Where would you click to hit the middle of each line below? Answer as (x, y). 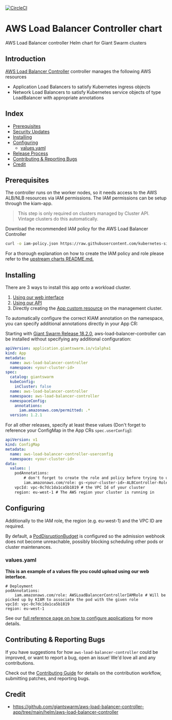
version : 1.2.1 (26, 415)
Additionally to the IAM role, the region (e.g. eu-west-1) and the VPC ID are (84, 521)
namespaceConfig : (28, 401)
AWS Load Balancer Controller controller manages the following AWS (78, 71)
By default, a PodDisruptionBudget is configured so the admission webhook (85, 536)
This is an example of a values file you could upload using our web (77, 571)
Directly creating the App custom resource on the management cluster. (88, 308)
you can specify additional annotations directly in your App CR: (72, 324)
